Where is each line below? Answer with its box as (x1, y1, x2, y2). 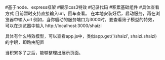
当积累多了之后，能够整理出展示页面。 (5, 50, 83, 56)
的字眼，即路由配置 (5, 39, 44, 45)
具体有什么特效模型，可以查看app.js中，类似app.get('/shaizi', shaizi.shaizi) (5, 33, 157, 39)
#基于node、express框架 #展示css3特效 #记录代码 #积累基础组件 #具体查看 (5, 4, 160, 10)
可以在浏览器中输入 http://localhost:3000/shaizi (5, 23, 102, 29)
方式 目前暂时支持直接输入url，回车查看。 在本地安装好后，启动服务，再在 (5, 10, 156, 16)
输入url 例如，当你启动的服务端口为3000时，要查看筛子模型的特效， (18, 17, 157, 22)
